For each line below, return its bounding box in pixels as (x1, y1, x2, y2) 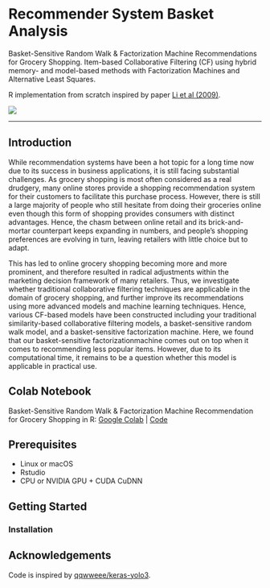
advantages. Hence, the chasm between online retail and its (8, 217, 207, 226)
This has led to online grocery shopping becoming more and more (8, 259, 227, 268)
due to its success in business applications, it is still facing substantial (8, 166, 239, 176)
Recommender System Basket (8, 5, 215, 23)
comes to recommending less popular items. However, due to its (8, 344, 222, 354)
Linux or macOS (19, 459, 74, 469)
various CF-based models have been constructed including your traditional (8, 309, 257, 319)
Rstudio (19, 468, 46, 478)
